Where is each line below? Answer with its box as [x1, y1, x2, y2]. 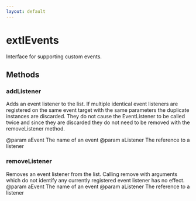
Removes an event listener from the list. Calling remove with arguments [6, 170, 178, 178]
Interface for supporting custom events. [6, 53, 102, 60]
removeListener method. [6, 125, 66, 132]
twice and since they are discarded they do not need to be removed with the [6, 119, 190, 126]
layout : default [6, 8, 46, 15]
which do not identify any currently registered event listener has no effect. [6, 177, 185, 184]
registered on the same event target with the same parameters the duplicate [6, 107, 190, 114]
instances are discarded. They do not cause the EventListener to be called [6, 113, 185, 120]
